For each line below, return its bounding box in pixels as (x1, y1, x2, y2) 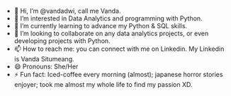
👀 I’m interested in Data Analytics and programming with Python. (13, 14, 203, 23)
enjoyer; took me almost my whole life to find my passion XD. (13, 80, 193, 88)
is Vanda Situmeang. (13, 55, 74, 63)
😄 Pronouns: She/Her (13, 62, 79, 71)
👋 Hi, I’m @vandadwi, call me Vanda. (13, 7, 121, 15)
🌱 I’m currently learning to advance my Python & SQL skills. (13, 22, 188, 30)
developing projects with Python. (13, 37, 111, 45)
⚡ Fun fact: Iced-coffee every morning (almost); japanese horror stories (13, 71, 223, 78)
